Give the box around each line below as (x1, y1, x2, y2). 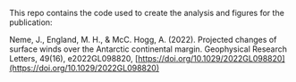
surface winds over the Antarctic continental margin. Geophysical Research (9, 44, 288, 54)
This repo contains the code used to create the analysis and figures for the (9, 8, 284, 18)
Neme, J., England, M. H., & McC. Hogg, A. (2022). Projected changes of (9, 35, 277, 45)
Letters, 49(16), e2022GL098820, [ (9, 53, 139, 63)
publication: (9, 17, 53, 28)
